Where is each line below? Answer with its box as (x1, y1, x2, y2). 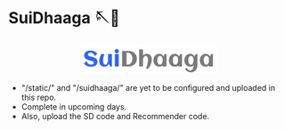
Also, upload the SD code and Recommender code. (20, 110, 210, 121)
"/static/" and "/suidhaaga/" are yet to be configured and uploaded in (20, 82, 276, 93)
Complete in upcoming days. (20, 101, 127, 112)
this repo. (20, 92, 57, 102)
